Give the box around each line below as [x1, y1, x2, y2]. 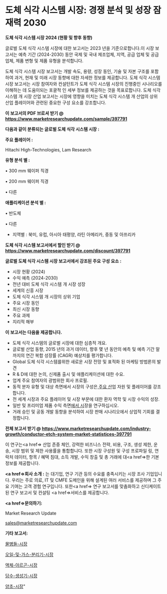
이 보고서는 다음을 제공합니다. [5, 329, 62, 335]
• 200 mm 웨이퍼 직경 [5, 178, 49, 184]
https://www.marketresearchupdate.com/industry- [41, 425, 151, 431]
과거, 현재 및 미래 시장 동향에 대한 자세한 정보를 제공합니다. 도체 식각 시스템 [14, 74, 161, 80]
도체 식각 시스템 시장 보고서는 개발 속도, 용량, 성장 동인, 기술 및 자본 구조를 [5, 68, 150, 74]
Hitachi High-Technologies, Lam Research [5, 146, 92, 152]
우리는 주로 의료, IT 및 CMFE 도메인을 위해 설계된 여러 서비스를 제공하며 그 [11, 477, 157, 483]
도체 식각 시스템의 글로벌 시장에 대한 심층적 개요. [12, 339, 107, 345]
